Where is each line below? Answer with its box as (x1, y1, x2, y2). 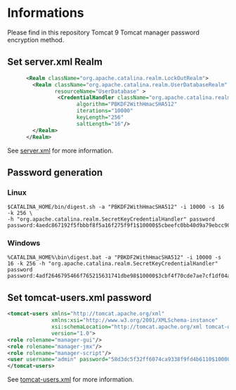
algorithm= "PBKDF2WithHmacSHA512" (76, 100, 178, 108)
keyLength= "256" (76, 114, 124, 121)
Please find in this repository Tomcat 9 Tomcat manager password (7, 28, 200, 37)
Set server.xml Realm (7, 56, 103, 68)
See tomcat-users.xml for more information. (7, 375, 135, 384)
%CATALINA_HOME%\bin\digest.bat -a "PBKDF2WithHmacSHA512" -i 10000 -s (7, 254, 221, 261)
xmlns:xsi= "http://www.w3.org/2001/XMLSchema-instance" (51, 317, 218, 324)
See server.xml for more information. (7, 146, 114, 155)
